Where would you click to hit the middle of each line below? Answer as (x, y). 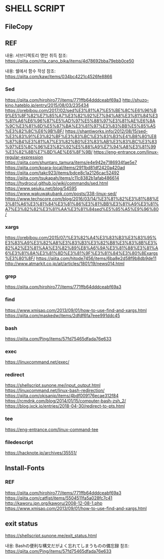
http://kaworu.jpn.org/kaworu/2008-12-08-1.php (54, 503)
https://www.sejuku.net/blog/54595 (41, 188)
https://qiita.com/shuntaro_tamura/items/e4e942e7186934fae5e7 (71, 162)
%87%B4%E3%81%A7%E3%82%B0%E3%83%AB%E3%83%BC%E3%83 (81, 141)
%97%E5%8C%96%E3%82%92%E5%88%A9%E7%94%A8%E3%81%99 (81, 147)
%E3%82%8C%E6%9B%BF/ (35, 131)
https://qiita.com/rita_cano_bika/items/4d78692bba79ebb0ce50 (70, 61)
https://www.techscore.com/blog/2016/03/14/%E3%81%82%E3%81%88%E (82, 199)
